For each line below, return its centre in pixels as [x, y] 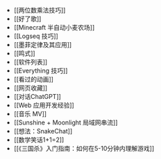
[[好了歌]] [27, 19]
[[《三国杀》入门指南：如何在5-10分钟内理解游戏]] [84, 148]
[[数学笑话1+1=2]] [39, 140]
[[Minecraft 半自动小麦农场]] [54, 27]
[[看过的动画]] [34, 79]
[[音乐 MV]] [30, 114]
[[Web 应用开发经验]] [44, 105]
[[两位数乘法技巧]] [40, 10]
